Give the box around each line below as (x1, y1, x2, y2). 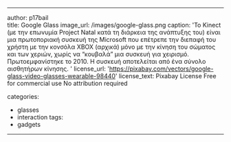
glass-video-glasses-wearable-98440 (7, 72, 115, 80)
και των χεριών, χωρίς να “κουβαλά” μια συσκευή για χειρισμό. (7, 50, 189, 58)
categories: (7, 93, 39, 100)
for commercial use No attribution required (7, 80, 129, 87)
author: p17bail (7, 14, 49, 21)
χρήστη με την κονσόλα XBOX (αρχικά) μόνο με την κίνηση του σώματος (7, 43, 216, 51)
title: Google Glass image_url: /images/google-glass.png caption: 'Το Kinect (7, 21, 221, 29)
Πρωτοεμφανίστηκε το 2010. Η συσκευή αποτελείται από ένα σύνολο (7, 58, 206, 65)
